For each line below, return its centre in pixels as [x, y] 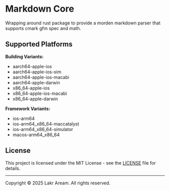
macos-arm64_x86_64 [36, 135]
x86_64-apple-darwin [35, 99]
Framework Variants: [28, 108]
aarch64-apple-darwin [36, 82]
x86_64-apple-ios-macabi [40, 93]
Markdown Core [40, 9]
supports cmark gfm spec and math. [43, 28]
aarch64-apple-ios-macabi [41, 77]
